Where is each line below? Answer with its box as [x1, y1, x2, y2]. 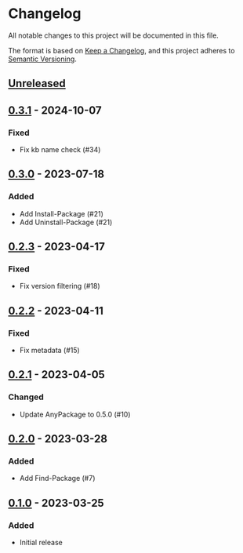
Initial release [19, 538, 63, 548]
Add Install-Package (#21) [19, 209, 104, 218]
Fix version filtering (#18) [19, 282, 100, 291]
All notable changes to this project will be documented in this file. [8, 31, 219, 40]
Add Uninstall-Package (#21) [19, 217, 113, 227]
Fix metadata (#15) [19, 346, 80, 355]
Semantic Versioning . [8, 54, 77, 64]
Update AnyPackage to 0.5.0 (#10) [19, 409, 131, 419]
